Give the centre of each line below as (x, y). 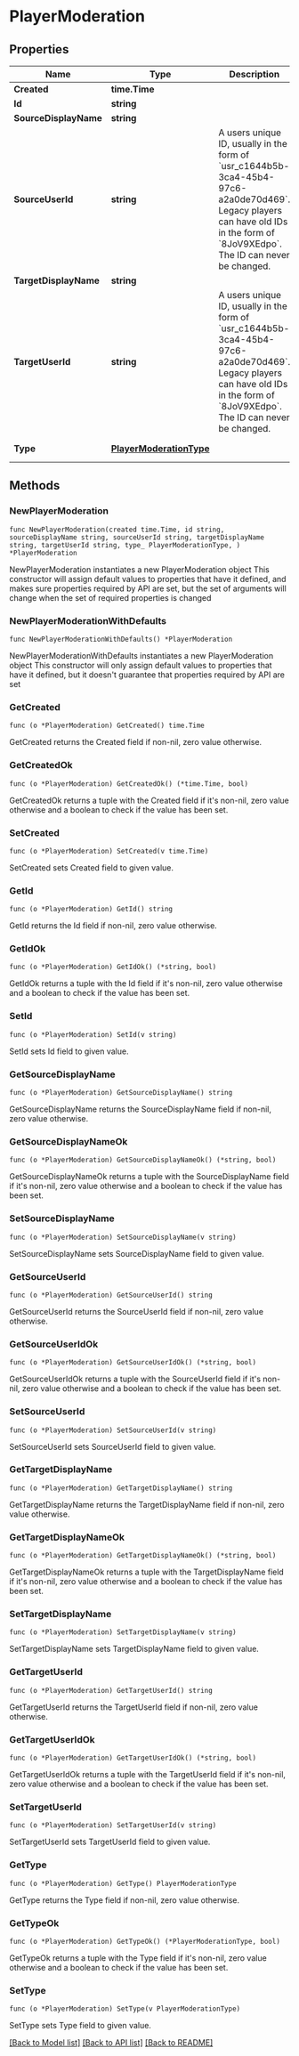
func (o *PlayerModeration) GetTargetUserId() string (111, 1690)
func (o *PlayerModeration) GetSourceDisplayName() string (121, 1093)
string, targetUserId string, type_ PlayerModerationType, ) (125, 545)
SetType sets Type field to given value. (80, 2026)
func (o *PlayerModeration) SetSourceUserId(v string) (113, 1430)
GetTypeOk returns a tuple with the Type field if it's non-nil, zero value (138, 1958)
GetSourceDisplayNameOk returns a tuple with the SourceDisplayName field (149, 1177)
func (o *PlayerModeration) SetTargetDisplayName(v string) (123, 1632)
